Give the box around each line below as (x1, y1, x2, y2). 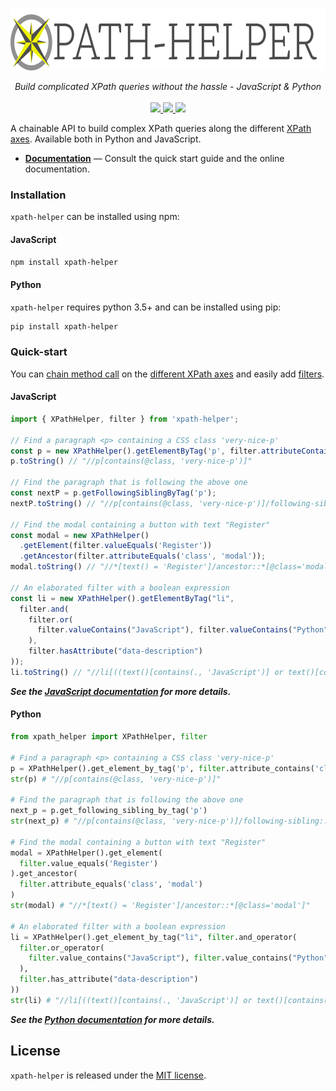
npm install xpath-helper (10, 257, 118, 267)
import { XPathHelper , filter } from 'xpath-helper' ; (10, 414, 240, 424)
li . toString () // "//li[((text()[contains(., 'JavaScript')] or (10, 667, 284, 677)
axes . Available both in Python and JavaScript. (10, 133, 202, 145)
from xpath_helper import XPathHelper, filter (10, 732, 208, 742)
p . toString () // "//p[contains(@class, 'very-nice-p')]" (10, 456, 253, 467)
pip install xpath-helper (10, 321, 118, 332)
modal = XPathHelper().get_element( (10, 848, 163, 858)
